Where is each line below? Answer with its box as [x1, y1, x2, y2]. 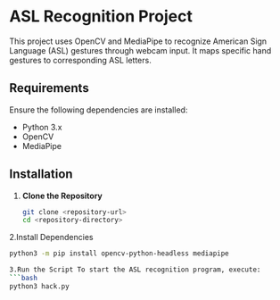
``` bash [9, 274, 38, 283]
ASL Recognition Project [9, 6, 194, 27]
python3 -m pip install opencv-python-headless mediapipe [9, 249, 229, 258]
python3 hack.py [9, 281, 70, 291]
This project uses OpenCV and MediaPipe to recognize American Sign [9, 36, 268, 46]
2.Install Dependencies [9, 232, 94, 243]
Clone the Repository [21, 190, 103, 201]
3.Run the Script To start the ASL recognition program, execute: [9, 265, 261, 274]
